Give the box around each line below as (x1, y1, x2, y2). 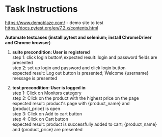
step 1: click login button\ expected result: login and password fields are (12, 54, 158, 60)
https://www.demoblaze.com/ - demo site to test (5, 20, 104, 26)
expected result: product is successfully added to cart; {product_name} (12, 121, 157, 127)
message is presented (12, 75, 57, 81)
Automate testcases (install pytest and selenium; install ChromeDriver (5, 34, 152, 40)
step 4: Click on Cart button (12, 116, 69, 122)
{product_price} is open (12, 106, 60, 111)
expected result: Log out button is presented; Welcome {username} (12, 70, 149, 76)
